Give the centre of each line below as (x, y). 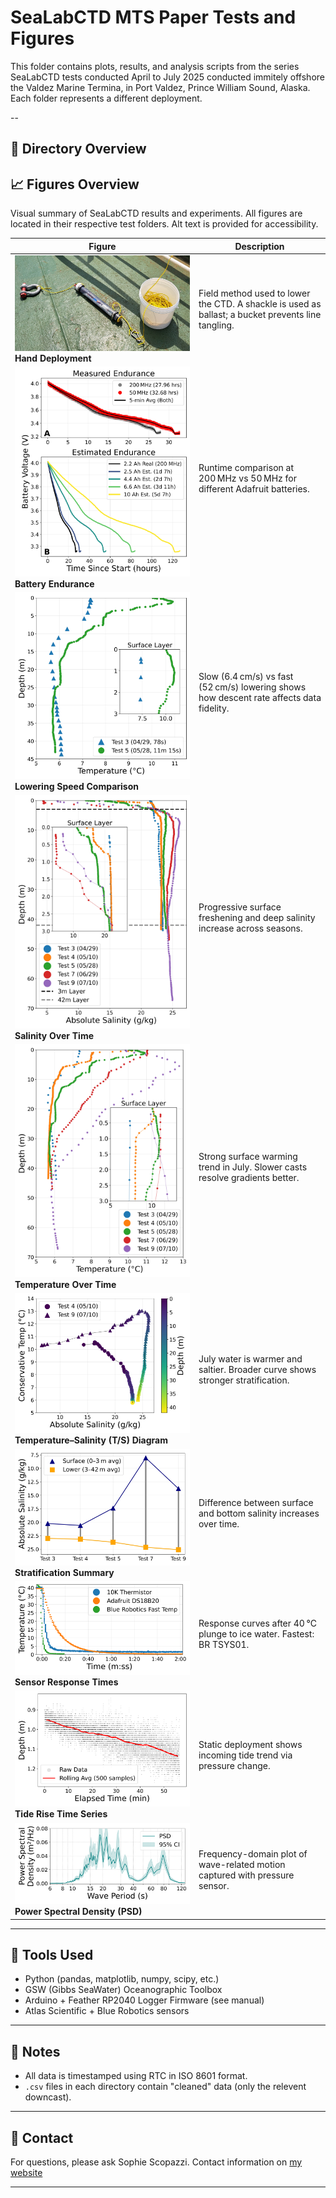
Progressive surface (240, 907)
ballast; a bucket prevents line (260, 315)
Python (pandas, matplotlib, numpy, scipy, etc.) (122, 1979)
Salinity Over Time (54, 1035)
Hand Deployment (53, 358)
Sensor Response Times (66, 1682)
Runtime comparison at (246, 467)
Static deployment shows (250, 1744)
